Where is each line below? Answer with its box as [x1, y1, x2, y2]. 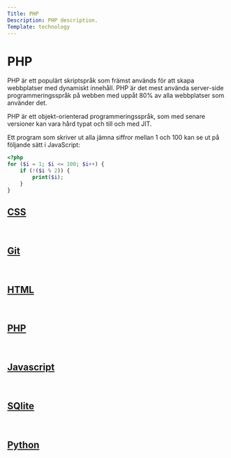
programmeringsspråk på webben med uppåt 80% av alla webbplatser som [7, 92, 225, 100]
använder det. [7, 99, 47, 107]
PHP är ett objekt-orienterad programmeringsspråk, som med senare [7, 113, 206, 121]
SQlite [7, 400, 35, 413]
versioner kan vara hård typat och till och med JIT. [7, 120, 152, 128]
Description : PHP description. [7, 17, 98, 24]
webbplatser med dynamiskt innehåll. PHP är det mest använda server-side [7, 84, 224, 92]
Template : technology [7, 23, 70, 30]
